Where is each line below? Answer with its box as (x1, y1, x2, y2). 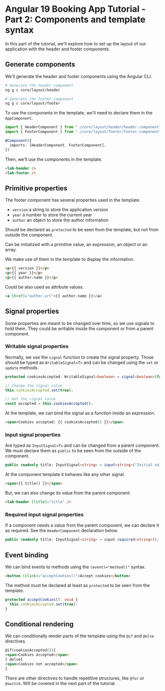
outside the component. (5, 232, 54, 238)
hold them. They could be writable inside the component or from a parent (5, 326, 154, 331)
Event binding (5, 551, 49, 559)
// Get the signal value (5, 397, 56, 401)
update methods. (5, 364, 39, 370)
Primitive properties (5, 184, 68, 192)
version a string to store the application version (12, 207, 109, 213)
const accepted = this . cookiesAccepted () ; (5, 401, 93, 406)
